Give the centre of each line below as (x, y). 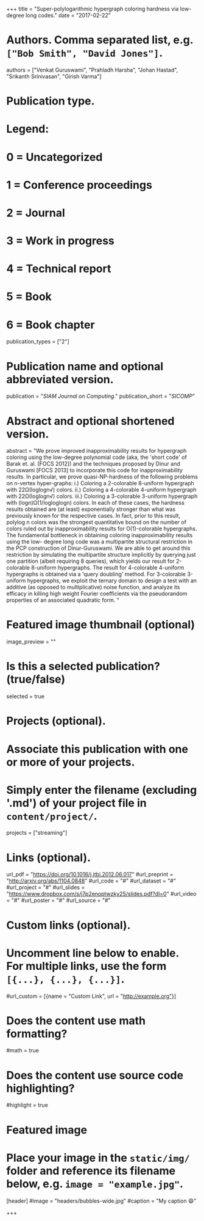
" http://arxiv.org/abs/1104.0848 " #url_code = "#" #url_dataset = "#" (91, 881)
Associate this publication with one (97, 749)
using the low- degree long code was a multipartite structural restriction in (100, 542)
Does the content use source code (95, 1075)
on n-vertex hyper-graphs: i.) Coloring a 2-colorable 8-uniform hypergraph (100, 483)
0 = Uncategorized (55, 157)
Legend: (28, 129)
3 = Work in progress (60, 241)
